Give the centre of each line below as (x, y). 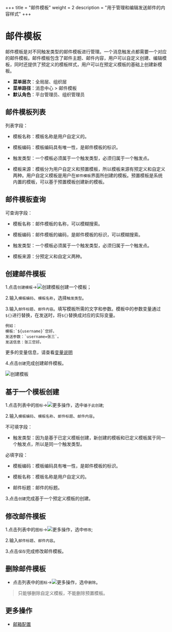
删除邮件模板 (26, 569)
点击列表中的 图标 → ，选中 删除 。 (57, 582)
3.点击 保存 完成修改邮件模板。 (36, 551)
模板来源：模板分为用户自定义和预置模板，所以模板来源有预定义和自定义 (89, 169)
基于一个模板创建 (32, 392)
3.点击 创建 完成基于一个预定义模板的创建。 (49, 498)
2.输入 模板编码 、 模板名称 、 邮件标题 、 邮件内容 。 (51, 416)
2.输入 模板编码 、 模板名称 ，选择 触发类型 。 (46, 298)
